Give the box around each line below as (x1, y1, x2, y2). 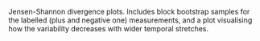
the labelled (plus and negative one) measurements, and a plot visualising (8, 15, 253, 25)
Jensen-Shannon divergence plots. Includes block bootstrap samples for (8, 7, 250, 16)
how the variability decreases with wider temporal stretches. (8, 24, 209, 33)
